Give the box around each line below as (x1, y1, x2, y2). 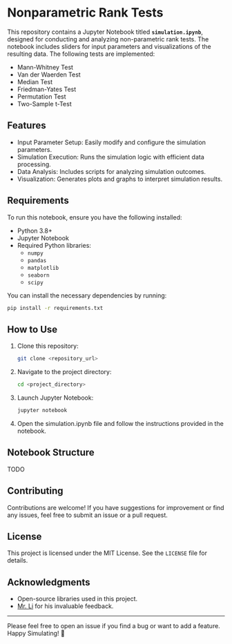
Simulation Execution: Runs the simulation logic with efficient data (17, 153, 205, 161)
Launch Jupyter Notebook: (17, 393, 94, 402)
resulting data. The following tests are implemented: (7, 50, 155, 58)
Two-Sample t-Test (17, 99, 72, 108)
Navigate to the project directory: (17, 368, 112, 376)
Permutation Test (17, 92, 67, 101)
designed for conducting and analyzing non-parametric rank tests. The (7, 35, 209, 43)
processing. (17, 160, 52, 168)
